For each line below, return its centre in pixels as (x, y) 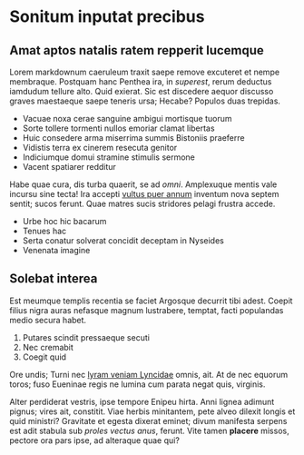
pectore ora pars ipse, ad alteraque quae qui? (94, 440)
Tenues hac (44, 231)
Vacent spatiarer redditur (69, 167)
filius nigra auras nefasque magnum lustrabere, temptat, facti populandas (147, 310)
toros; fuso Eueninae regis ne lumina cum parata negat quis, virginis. (137, 384)
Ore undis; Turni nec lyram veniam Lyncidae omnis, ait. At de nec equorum (149, 374)
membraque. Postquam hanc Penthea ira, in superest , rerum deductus (141, 82)
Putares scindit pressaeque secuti (86, 337)
